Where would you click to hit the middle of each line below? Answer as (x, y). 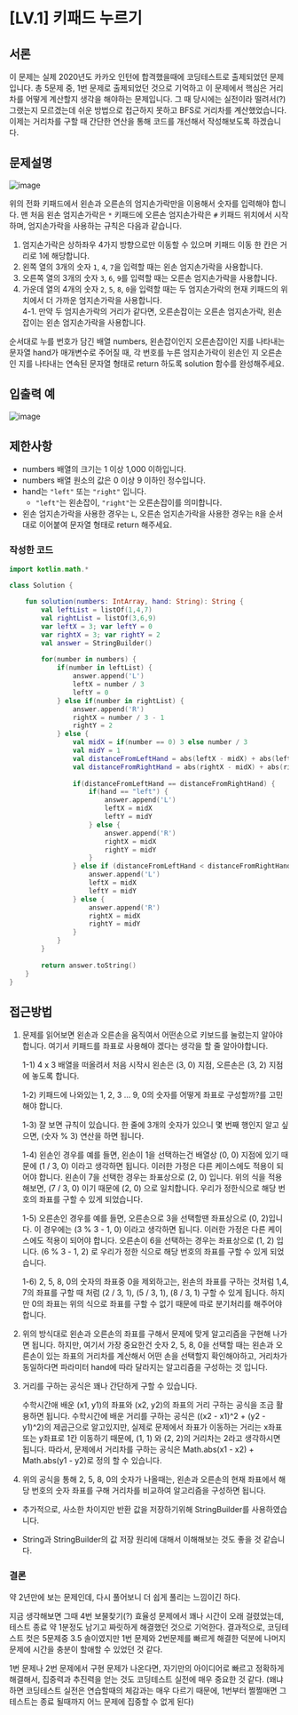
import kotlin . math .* (49, 569)
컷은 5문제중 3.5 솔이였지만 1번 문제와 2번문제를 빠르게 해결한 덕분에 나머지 (156, 1638)
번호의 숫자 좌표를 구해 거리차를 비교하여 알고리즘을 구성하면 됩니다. (149, 1491)
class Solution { (41, 585)
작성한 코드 (31, 550)
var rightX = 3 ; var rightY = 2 (101, 635)
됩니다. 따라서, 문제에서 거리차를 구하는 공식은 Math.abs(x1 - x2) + (138, 1449)
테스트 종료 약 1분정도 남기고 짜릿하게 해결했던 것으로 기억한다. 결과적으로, (137, 1627)
